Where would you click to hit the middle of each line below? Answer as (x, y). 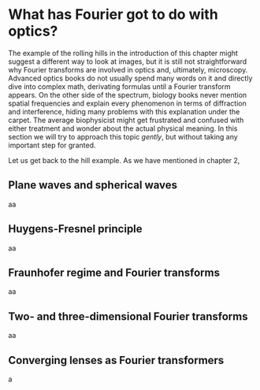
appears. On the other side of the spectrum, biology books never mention (128, 95)
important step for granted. (52, 145)
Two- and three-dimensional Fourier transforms (128, 316)
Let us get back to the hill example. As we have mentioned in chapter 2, (124, 160)
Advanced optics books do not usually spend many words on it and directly (130, 78)
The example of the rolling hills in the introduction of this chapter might (123, 53)
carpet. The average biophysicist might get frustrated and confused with (126, 120)
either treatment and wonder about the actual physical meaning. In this (123, 128)
